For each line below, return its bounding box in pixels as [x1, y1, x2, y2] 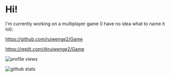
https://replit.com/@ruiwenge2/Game [5, 46, 85, 52]
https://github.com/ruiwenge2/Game [5, 36, 83, 42]
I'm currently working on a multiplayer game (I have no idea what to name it [5, 21, 165, 27]
